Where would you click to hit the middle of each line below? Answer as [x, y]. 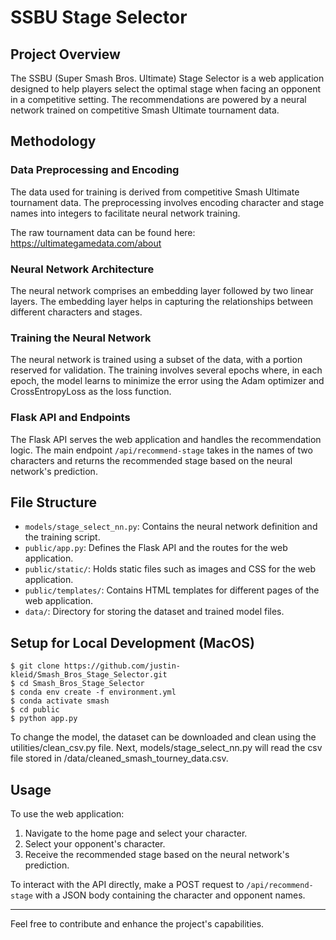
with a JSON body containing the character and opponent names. [170, 895]
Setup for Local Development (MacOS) [132, 642]
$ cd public [35, 710]
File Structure [53, 502]
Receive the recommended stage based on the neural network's [157, 855]
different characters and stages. [76, 312]
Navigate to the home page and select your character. [136, 833]
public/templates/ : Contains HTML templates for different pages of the [172, 590]
